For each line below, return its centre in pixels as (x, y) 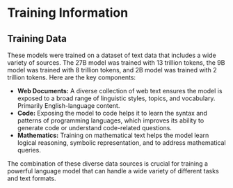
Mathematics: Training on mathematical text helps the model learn (113, 135)
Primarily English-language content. (69, 105)
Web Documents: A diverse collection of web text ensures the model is (120, 91)
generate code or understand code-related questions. (95, 128)
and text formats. (32, 178)
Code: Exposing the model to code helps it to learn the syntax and (112, 113)
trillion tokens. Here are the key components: (72, 77)
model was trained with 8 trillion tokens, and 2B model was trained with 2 (112, 70)
